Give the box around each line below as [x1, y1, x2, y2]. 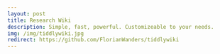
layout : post [7, 10, 46, 18]
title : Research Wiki [7, 17, 72, 24]
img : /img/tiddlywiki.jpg [7, 29, 84, 37]
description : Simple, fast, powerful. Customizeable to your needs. [7, 23, 214, 30]
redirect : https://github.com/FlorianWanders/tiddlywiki [7, 36, 180, 43]
